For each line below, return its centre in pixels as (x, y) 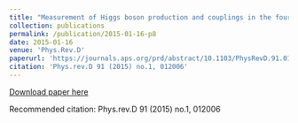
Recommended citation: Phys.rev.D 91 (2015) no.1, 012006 (115, 109)
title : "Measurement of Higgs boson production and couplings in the (141, 17)
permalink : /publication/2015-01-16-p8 (83, 34)
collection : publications (57, 26)
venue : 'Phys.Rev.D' (47, 50)
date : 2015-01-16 (41, 42)
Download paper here (49, 92)
